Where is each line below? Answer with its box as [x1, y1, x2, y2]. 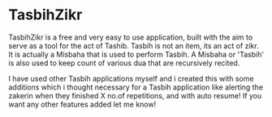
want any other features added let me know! [8, 99, 157, 109]
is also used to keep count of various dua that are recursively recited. [8, 58, 240, 68]
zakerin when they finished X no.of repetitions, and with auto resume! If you [8, 90, 262, 100]
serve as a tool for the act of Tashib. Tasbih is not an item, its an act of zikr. [8, 40, 259, 50]
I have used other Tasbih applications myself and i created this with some [8, 73, 254, 83]
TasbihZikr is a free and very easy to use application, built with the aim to [8, 32, 253, 42]
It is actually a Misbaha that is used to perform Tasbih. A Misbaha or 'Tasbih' [8, 49, 265, 59]
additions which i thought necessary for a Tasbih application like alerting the [8, 82, 264, 92]
